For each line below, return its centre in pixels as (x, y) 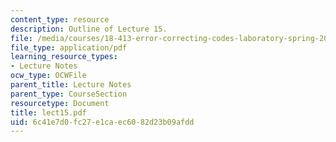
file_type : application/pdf (69, 47)
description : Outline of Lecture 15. (89, 29)
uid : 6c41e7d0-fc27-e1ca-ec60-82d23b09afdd (102, 122)
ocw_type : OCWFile (48, 76)
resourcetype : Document (60, 103)
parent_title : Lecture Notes (71, 85)
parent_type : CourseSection (69, 94)
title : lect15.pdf (48, 112)
